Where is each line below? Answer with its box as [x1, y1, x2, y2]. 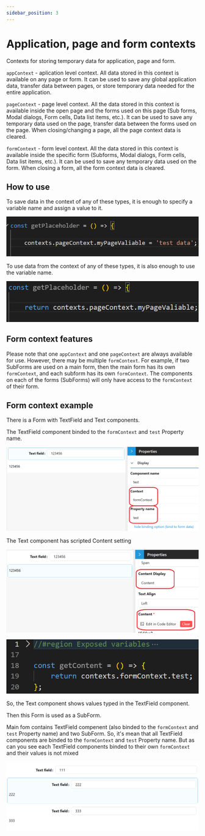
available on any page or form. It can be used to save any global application [6, 75, 196, 82]
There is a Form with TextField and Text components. [6, 416, 140, 424]
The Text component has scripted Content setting [6, 537, 132, 544]
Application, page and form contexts [6, 37, 196, 51]
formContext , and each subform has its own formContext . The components [6, 370, 193, 377]
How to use [6, 182, 50, 192]
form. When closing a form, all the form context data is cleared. [6, 164, 166, 171]
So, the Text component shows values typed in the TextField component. [6, 700, 190, 707]
